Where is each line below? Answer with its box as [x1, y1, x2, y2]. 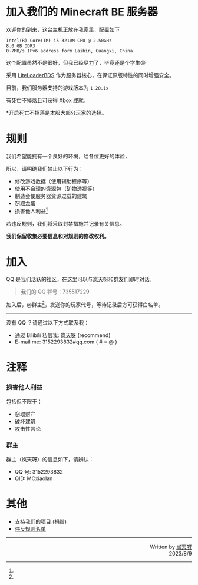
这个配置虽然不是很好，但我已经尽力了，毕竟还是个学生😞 [6, 59, 146, 66]
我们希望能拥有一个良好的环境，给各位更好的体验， [6, 153, 130, 160]
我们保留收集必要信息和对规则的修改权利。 [6, 232, 110, 239]
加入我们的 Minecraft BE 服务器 [6, 5, 158, 19]
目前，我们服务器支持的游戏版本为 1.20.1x [6, 84, 109, 91]
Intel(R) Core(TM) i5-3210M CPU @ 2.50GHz [6, 38, 112, 44]
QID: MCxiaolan [14, 475, 53, 482]
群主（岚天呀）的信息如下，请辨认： [6, 455, 94, 462]
